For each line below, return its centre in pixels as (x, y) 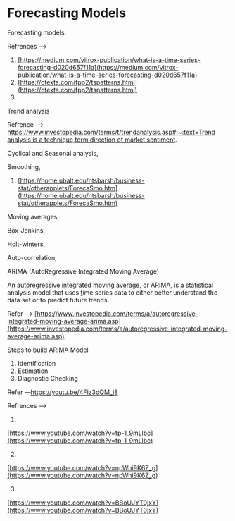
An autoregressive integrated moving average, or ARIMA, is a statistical (110, 285)
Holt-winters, (26, 244)
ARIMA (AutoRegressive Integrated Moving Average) (83, 271)
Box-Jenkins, (26, 230)
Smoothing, (24, 166)
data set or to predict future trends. (58, 300)
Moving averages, (33, 216)
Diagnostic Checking (48, 378)
